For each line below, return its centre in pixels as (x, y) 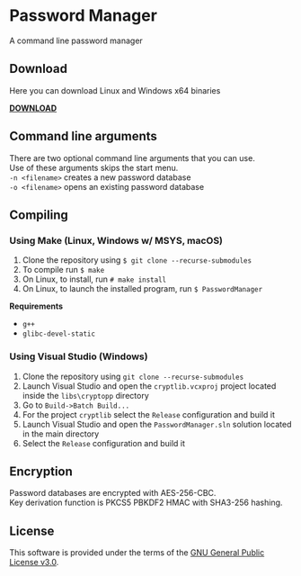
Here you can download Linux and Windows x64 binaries (115, 90)
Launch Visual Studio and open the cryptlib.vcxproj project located (149, 386)
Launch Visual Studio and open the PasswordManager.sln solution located (157, 424)
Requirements (36, 306)
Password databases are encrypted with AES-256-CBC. (113, 493)
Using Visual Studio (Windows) (79, 356)
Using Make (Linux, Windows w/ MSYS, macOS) (116, 240)
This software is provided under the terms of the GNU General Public (137, 553)
